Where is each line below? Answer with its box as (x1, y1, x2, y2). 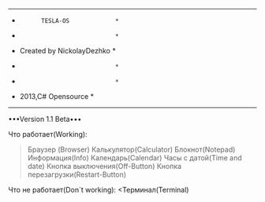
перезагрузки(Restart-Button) (27, 170, 127, 179)
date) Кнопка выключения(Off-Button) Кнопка (27, 162, 182, 171)
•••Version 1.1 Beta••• (8, 115, 82, 123)
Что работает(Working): (8, 130, 88, 138)
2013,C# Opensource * (19, 92, 95, 101)
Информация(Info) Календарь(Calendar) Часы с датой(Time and (27, 153, 242, 162)
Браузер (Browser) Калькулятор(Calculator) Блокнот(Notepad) (27, 145, 236, 154)
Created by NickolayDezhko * (19, 46, 116, 55)
